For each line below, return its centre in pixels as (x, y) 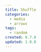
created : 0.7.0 (21, 38)
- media (18, 19)
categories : (17, 14)
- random (19, 33)
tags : (11, 28)
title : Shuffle (21, 10)
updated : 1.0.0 (21, 42)
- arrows (19, 24)
